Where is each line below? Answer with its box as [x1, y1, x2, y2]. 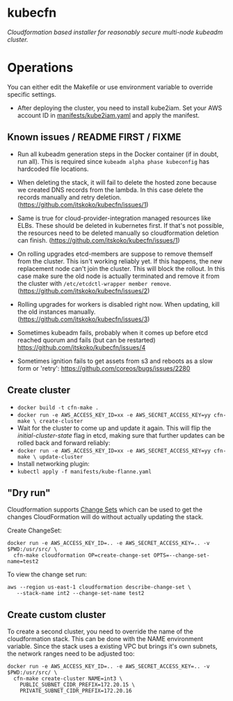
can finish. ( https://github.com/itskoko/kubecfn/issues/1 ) [17, 236, 180, 245]
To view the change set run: [7, 570, 87, 579]
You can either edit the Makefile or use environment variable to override [7, 82, 214, 91]
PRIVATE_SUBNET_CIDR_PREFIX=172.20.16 [19, 688, 132, 695]
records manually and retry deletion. [17, 193, 122, 201]
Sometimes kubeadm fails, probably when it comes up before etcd [17, 328, 209, 337]
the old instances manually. [17, 307, 96, 316]
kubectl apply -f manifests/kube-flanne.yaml [17, 468, 152, 475]
